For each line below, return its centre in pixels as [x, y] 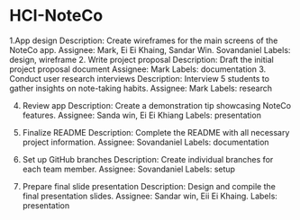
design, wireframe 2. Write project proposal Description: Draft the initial [142, 59]
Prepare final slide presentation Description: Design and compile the [149, 186]
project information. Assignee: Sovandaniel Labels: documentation [145, 142]
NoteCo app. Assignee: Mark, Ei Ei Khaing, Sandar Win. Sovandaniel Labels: [150, 49]
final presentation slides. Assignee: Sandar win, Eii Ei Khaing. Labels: [150, 196]
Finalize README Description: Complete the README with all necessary [156, 132]
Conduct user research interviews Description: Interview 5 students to [140, 78]
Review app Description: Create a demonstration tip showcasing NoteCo [156, 105]
